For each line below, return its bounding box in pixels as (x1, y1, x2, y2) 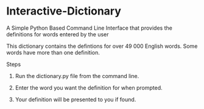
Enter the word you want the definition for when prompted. (15, 84, 163, 91)
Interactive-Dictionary (6, 4, 122, 18)
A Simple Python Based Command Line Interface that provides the (6, 24, 172, 31)
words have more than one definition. (6, 48, 100, 56)
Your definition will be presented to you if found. (15, 96, 136, 103)
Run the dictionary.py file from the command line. (15, 72, 139, 79)
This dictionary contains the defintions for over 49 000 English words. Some (6, 42, 198, 50)
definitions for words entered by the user (6, 30, 109, 38)
